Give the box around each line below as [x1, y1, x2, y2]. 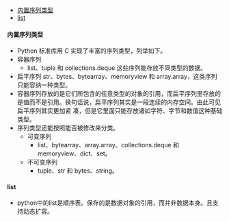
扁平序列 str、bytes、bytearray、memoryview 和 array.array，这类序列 [16, 73, 217, 81]
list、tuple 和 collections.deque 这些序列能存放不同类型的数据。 [27, 64, 207, 72]
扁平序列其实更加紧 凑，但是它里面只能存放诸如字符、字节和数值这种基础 [16, 107, 223, 115]
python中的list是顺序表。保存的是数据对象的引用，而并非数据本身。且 [16, 199, 213, 207]
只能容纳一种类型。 [16, 81, 72, 89]
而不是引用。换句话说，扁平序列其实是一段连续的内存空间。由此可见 [29, 98, 221, 106]
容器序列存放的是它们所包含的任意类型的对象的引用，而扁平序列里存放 [16, 90, 215, 98]
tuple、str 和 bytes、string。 [37, 166, 118, 175]
